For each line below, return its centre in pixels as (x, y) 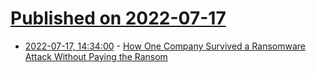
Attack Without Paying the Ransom (96, 56)
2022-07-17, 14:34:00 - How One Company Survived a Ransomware (165, 46)
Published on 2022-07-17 (118, 18)
